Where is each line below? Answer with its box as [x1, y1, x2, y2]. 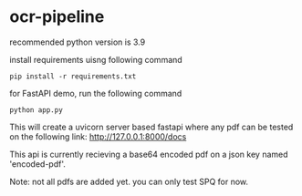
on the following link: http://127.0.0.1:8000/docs [9, 130, 187, 142]
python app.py [9, 105, 64, 115]
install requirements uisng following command [9, 54, 182, 65]
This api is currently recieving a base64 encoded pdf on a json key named [9, 149, 289, 160]
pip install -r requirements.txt [9, 71, 137, 81]
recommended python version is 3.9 [9, 36, 146, 47]
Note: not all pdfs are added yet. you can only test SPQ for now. [9, 176, 249, 187]
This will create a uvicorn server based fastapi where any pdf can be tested [9, 121, 294, 132]
